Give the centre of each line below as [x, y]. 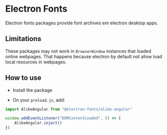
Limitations [23, 39]
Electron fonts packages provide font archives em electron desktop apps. [82, 23]
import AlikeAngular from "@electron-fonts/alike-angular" [69, 109]
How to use [23, 78]
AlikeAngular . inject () [38, 123]
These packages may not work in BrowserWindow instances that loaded [78, 51]
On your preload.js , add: [39, 100]
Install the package [32, 90]
